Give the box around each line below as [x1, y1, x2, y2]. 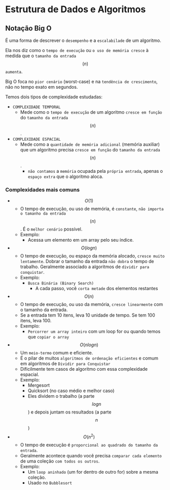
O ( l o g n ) [81, 245, 97, 251]
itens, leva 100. [20, 318, 52, 324]
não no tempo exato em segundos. [5, 84, 78, 90]
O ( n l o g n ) [79, 342, 98, 348]
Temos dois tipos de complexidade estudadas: [5, 94, 103, 100]
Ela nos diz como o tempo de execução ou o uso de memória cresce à [5, 47, 149, 53]
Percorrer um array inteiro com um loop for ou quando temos [27, 328, 161, 334]
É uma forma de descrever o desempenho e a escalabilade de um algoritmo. [5, 37, 161, 43]
